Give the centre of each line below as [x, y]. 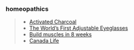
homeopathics [27, 9]
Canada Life [44, 41]
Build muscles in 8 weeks [60, 35]
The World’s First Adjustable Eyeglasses [78, 28]
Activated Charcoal [53, 22]
